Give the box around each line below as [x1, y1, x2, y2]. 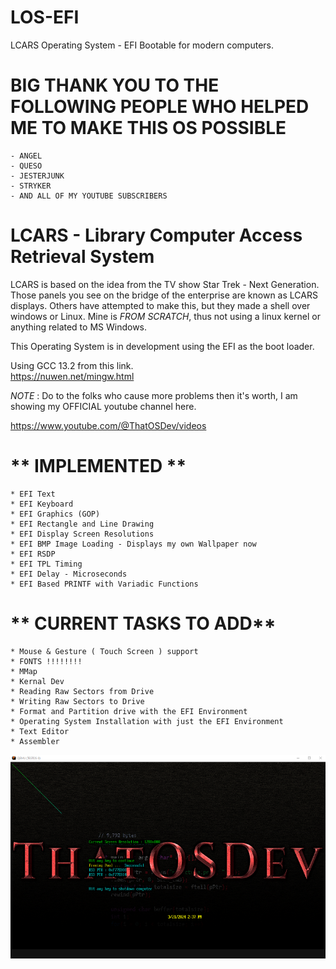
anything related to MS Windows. [10, 321, 148, 333]
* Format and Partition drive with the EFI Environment [10, 706, 248, 716]
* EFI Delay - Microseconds [10, 569, 128, 579]
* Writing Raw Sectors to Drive [10, 696, 145, 706]
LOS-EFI [10, 6, 80, 29]
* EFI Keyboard [10, 499, 74, 509]
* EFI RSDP [10, 549, 56, 559]
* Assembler [10, 736, 60, 746]
